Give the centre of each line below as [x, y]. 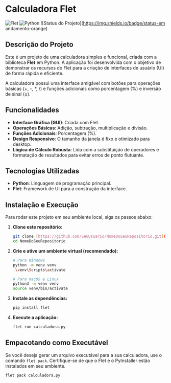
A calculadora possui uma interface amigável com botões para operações [83, 83]
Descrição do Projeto [39, 45]
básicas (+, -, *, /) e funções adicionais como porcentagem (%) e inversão [83, 88]
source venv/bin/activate [40, 289]
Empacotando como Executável [57, 343]
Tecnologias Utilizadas [42, 171]
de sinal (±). [18, 94]
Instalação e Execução [42, 205]
